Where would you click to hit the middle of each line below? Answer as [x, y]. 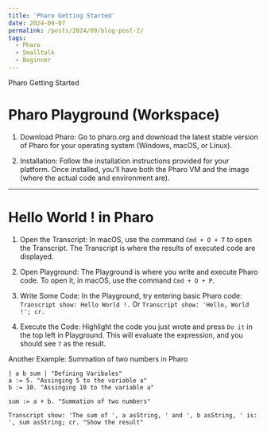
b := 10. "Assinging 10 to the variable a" [81, 387]
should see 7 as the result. [63, 343]
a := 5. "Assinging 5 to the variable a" [78, 380]
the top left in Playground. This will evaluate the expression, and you [132, 334]
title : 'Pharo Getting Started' [62, 16]
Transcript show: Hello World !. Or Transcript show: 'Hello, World [134, 304]
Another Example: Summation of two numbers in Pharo [98, 358]
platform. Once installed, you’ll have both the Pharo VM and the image [134, 169]
